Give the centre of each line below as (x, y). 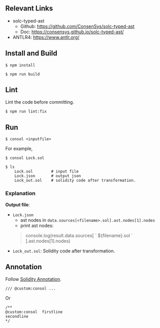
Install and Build (31, 53)
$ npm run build (22, 74)
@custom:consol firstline (34, 312)
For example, (19, 149)
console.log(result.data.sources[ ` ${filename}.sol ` (79, 235)
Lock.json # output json (48, 176)
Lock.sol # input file (47, 171)
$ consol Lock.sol (25, 158)
